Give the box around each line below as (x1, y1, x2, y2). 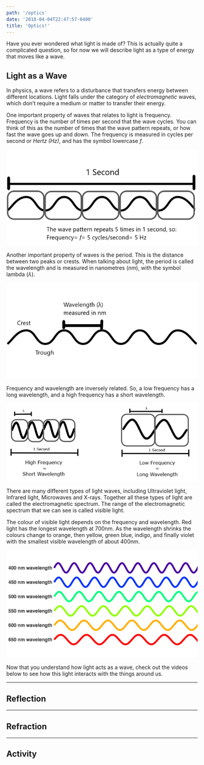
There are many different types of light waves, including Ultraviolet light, (6, 487, 187, 494)
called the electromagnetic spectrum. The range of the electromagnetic (6, 500, 185, 507)
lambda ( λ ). (6, 271, 35, 278)
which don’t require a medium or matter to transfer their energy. (6, 100, 166, 107)
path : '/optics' (6, 10, 47, 16)
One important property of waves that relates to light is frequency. (6, 111, 172, 119)
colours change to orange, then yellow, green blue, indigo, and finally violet (6, 531, 194, 538)
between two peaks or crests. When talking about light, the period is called (6, 258, 194, 265)
